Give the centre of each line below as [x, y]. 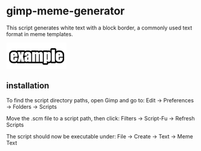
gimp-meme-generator [65, 11]
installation [28, 86]
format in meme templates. [40, 34]
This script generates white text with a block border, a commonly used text [99, 28]
